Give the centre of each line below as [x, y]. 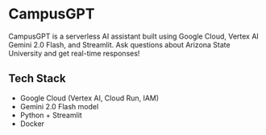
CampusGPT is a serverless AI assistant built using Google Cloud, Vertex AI [134, 36]
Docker [32, 123]
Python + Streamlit [51, 115]
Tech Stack [37, 78]
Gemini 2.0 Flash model [59, 106]
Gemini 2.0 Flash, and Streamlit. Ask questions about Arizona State [120, 44]
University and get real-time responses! [74, 53]
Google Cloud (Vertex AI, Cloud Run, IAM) [89, 98]
